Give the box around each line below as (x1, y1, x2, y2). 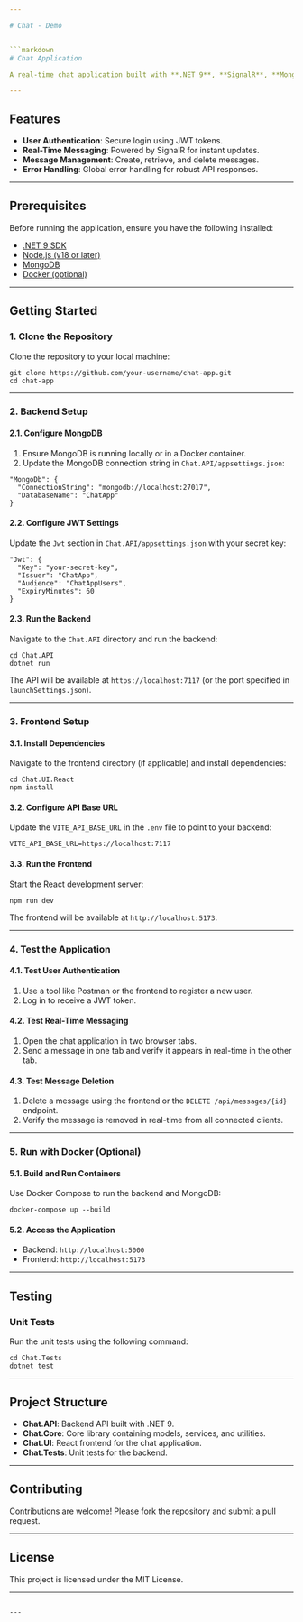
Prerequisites (9, 198, 87, 214)
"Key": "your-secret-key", (17, 563, 119, 572)
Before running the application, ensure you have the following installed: (9, 222, 274, 233)
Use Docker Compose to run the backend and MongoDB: (9, 1188, 222, 1199)
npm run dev (9, 896, 54, 905)
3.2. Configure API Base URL (9, 802, 119, 813)
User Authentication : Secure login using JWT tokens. (22, 135, 224, 146)
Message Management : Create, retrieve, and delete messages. (22, 154, 260, 165)
